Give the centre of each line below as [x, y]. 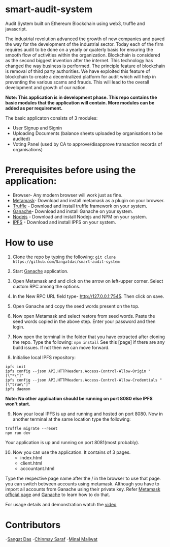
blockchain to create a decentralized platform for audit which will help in [81, 76]
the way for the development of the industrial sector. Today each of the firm [84, 44]
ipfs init [16, 367]
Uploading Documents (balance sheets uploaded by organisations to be [88, 133]
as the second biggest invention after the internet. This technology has [79, 60]
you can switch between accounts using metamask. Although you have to [82, 484]
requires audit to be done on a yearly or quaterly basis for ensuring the [79, 49]
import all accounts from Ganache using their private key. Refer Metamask [83, 489]
